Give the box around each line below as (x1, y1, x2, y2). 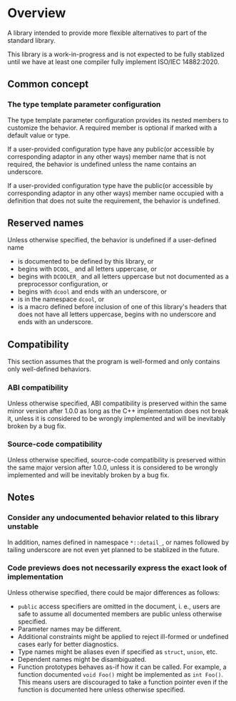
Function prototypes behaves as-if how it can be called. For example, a (17, 663, 227, 671)
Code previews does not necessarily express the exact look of (7, 563, 227, 573)
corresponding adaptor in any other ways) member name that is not (7, 152, 207, 161)
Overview (7, 5, 66, 21)
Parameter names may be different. (17, 625, 122, 633)
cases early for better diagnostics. (17, 640, 119, 648)
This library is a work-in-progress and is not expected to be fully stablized (7, 50, 225, 58)
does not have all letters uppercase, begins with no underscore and (17, 310, 216, 318)
